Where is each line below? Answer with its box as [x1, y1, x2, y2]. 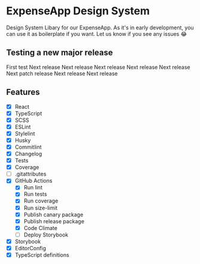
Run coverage [23, 197, 59, 204]
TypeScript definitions [14, 251, 70, 258]
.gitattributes [14, 170, 47, 177]
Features [6, 87, 40, 97]
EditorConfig [14, 244, 47, 251]
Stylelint [14, 130, 35, 137]
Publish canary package [23, 211, 84, 218]
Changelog [14, 151, 42, 157]
